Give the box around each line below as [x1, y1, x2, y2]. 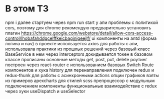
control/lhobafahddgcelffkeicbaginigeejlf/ [5, 35, 91, 41]
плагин [5, 30, 20, 36]
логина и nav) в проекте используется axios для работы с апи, [5, 40, 139, 46]
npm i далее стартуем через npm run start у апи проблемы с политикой [5, 19, 158, 25]
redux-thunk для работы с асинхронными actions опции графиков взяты [5, 72, 159, 78]
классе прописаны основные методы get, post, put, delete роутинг [5, 56, 147, 62]
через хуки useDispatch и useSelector [5, 88, 85, 94]
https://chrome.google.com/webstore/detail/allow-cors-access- [20, 30, 153, 36]
